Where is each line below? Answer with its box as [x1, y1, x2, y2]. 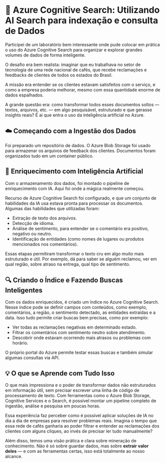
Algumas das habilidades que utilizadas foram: [5, 205, 100, 211]
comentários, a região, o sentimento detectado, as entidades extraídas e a [5, 309, 156, 315]
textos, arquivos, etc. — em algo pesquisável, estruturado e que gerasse [5, 107, 152, 113]
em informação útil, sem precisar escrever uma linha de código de [5, 387, 139, 393]
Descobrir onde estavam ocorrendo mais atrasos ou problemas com [12, 335, 151, 341]
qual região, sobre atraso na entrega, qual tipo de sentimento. [5, 261, 131, 267]
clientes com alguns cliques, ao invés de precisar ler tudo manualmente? [5, 428, 153, 434]
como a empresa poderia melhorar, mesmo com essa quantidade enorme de [5, 87, 161, 93]
